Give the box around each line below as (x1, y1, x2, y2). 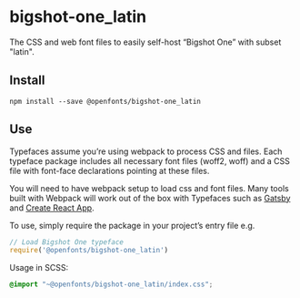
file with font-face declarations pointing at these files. (9, 165, 210, 176)
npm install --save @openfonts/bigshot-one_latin (9, 97, 202, 106)
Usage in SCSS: (9, 262, 69, 273)
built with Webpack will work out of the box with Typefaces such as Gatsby (9, 192, 291, 203)
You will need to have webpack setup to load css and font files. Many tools (9, 182, 289, 193)
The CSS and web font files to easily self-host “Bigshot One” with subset (9, 36, 282, 47)
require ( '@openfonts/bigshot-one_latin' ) (9, 246, 169, 255)
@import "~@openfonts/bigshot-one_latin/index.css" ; (9, 280, 214, 289)
